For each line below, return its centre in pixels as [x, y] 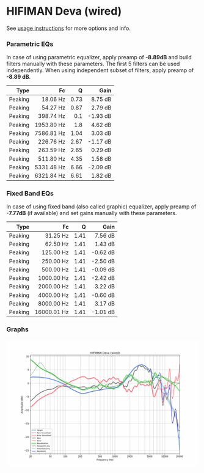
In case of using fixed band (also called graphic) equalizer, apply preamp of [101, 207]
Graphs [17, 329]
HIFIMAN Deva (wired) [64, 11]
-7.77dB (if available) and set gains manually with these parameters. [92, 213]
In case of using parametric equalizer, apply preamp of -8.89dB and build [99, 57]
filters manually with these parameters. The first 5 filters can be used [93, 64]
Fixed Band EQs [30, 193]
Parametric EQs [30, 44]
